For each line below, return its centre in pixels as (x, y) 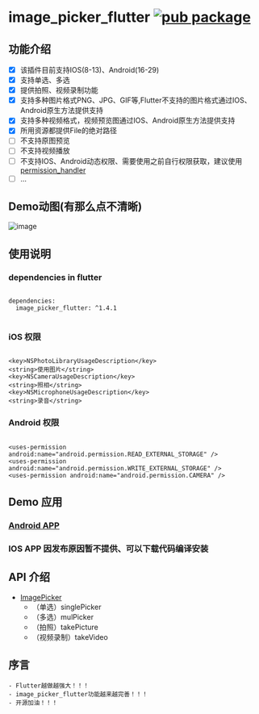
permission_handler (53, 170)
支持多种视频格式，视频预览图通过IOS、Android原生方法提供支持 (127, 120)
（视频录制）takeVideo (70, 637)
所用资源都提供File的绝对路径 (68, 131)
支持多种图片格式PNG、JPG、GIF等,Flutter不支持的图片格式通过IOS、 (136, 100)
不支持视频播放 (45, 151)
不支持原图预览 (45, 140)
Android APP (34, 526)
